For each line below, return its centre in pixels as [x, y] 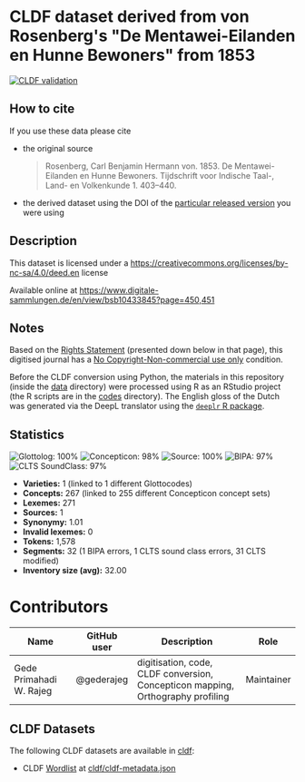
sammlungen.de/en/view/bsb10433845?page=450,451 [112, 299]
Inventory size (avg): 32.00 [74, 571]
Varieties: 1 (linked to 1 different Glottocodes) [108, 484]
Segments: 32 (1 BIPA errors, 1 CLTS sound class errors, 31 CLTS [144, 552]
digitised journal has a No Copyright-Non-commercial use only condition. [146, 359]
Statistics [37, 434]
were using [44, 212]
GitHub [102, 636]
